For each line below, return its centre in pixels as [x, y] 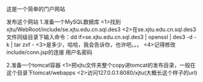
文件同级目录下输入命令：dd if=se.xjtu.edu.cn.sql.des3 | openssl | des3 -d [100, 37]
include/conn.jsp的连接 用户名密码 [49, 52]
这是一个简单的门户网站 [36, 9]
